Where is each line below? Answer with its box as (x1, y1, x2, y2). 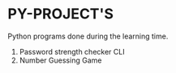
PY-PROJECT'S (7, 5, 114, 23)
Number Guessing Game (19, 55, 102, 65)
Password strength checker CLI (19, 47, 125, 56)
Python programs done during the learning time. (7, 31, 169, 41)
